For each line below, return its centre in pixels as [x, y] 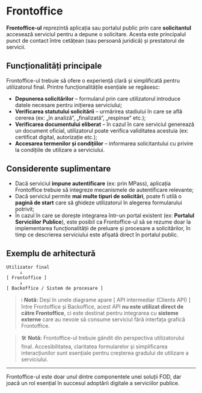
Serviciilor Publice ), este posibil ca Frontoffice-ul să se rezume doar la [103, 222]
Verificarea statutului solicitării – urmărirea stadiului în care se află [99, 111]
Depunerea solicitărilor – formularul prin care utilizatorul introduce [98, 98]
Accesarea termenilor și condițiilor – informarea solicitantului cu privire [104, 143]
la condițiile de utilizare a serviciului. [60, 149]
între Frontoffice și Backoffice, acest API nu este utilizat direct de [102, 307]
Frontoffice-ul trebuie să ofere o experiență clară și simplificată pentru [93, 80]
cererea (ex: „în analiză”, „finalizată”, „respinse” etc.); [80, 118]
